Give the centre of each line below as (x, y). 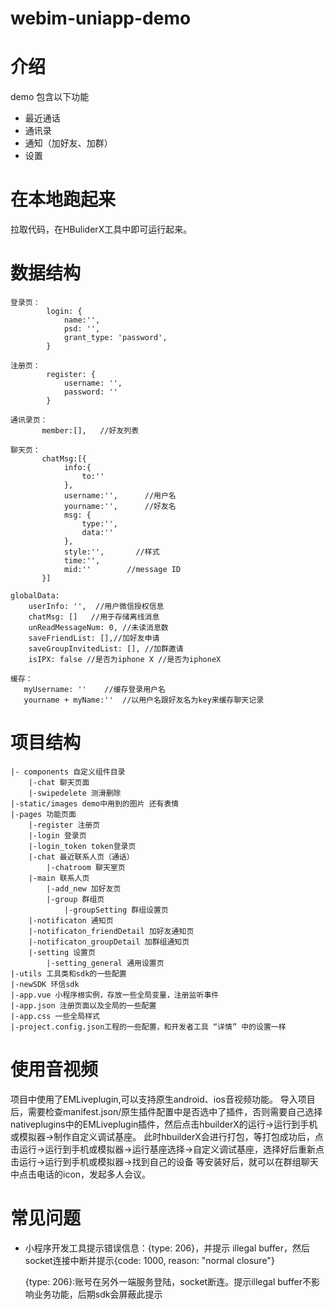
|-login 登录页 (57, 835)
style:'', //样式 (111, 552)
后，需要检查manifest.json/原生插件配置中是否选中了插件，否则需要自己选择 (166, 1111)
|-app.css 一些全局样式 (55, 1016)
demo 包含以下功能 (50, 97)
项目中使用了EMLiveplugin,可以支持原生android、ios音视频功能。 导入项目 (163, 1099)
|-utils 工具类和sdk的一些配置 (68, 973)
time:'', (82, 561)
